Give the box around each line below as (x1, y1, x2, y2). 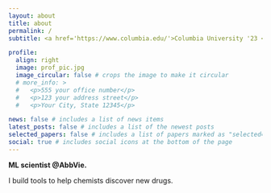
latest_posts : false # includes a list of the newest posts (8, 123, 215, 131)
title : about (8, 19, 52, 27)
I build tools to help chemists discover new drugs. (8, 175, 173, 185)
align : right (15, 56, 60, 64)
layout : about (8, 11, 56, 20)
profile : (8, 49, 38, 57)
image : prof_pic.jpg (15, 64, 85, 72)
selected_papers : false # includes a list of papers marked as (8, 130, 226, 139)
